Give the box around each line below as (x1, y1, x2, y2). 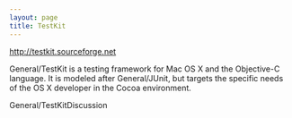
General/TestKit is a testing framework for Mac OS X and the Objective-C (9, 63, 280, 74)
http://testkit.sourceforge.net (9, 46, 117, 56)
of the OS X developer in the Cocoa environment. (9, 82, 191, 93)
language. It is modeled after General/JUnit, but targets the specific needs (9, 72, 284, 83)
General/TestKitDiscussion (9, 99, 108, 110)
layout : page (9, 13, 58, 22)
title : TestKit (9, 21, 66, 30)
